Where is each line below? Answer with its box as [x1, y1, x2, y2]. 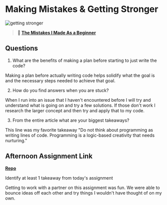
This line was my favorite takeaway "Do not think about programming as [5, 127, 154, 133]
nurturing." [5, 137, 27, 143]
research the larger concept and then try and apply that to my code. [5, 107, 145, 113]
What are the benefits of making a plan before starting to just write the [12, 57, 157, 63]
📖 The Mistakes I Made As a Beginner [17, 29, 96, 35]
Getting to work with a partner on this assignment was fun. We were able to [5, 185, 161, 191]
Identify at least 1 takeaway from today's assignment [5, 175, 113, 181]
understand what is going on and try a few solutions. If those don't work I [5, 102, 156, 108]
